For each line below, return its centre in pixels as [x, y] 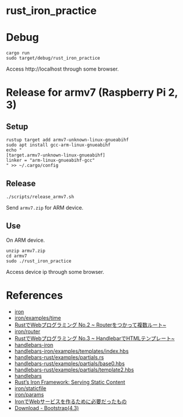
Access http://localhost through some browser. [63, 69]
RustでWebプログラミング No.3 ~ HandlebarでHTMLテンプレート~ [94, 338]
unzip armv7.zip [26, 251]
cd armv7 [17, 256]
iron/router [27, 331]
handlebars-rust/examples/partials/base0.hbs [70, 363]
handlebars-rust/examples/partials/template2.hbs [74, 370]
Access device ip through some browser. [55, 272]
